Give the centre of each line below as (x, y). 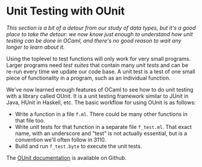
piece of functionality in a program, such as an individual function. (88, 78)
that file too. (30, 120)
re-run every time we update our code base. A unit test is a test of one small (101, 71)
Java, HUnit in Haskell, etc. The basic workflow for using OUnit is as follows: (101, 102)
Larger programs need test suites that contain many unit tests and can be (97, 65)
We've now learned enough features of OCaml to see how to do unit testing (100, 89)
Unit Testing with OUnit (65, 11)
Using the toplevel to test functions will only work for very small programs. (99, 58)
